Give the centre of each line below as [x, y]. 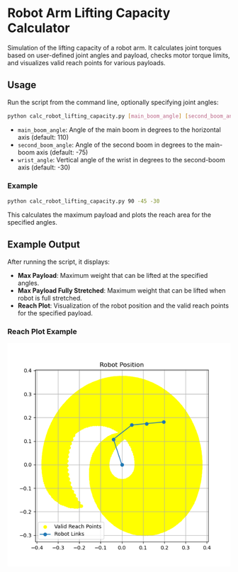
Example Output [44, 245]
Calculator [39, 28]
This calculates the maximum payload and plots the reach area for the [109, 215]
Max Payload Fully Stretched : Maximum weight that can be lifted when [121, 290]
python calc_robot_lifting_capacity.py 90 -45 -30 [84, 201]
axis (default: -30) [44, 167]
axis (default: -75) [62, 152]
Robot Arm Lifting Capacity [89, 13]
